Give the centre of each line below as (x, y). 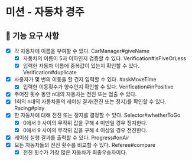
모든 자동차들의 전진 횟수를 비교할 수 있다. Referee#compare (85, 144)
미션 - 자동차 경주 (45, 12)
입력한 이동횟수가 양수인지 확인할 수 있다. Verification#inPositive (98, 87)
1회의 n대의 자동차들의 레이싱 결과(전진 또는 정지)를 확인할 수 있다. (90, 101)
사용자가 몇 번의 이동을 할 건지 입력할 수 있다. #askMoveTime (85, 80)
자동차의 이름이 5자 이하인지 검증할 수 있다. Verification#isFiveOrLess (105, 58)
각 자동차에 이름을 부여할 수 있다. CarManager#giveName (82, 51)
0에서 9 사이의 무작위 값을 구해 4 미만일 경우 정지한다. (85, 123)
